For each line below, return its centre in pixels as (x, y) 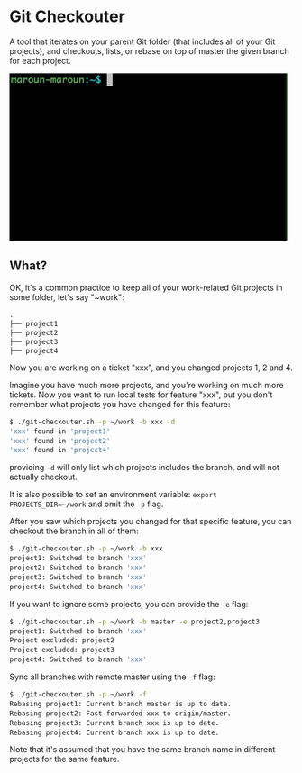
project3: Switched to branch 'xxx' (78, 577)
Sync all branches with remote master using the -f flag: (112, 677)
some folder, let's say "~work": (67, 297)
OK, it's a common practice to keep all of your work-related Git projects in (146, 287)
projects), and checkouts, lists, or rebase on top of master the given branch (150, 50)
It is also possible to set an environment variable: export (114, 495)
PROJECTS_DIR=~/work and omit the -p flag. (87, 504)
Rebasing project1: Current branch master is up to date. (120, 704)
